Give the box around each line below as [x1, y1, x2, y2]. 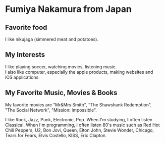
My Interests [5, 50, 45, 59]
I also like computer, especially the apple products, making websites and [5, 69, 154, 75]
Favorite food [5, 23, 48, 32]
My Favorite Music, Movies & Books [5, 89, 117, 97]
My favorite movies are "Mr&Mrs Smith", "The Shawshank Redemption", [5, 101, 152, 107]
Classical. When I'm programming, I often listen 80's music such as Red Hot [5, 122, 160, 128]
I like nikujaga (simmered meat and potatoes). [5, 36, 99, 42]
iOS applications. [5, 74, 40, 80]
